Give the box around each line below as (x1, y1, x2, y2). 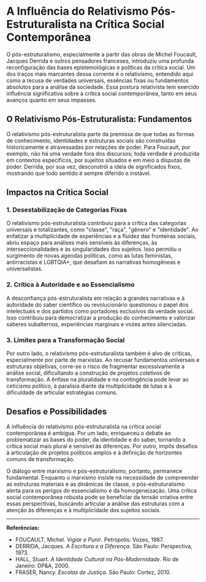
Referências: (6, 524, 40, 531)
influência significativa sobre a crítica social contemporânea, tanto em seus (6, 90, 197, 97)
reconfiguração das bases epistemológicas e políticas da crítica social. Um (6, 63, 196, 71)
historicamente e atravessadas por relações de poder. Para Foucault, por (6, 143, 191, 151)
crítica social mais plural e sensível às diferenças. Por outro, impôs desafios (6, 442, 198, 450)
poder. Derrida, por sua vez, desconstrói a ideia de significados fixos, (6, 163, 182, 170)
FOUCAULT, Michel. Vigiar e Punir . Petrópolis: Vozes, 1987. (15, 535, 164, 543)
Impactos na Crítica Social (6, 187, 109, 197)
